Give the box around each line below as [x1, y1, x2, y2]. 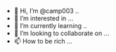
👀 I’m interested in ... [13, 14, 74, 22]
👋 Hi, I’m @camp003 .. [13, 7, 79, 15]
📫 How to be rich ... [13, 37, 72, 45]
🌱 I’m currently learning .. [13, 22, 87, 30]
